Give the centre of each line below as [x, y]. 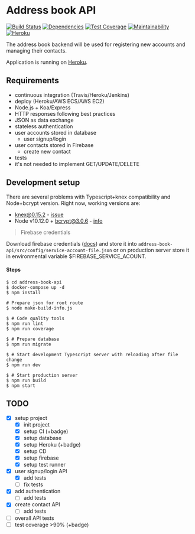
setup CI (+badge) [46, 431]
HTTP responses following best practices [65, 113]
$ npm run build [26, 380]
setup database [43, 438]
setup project [31, 418]
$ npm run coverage [30, 328]
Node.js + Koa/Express [43, 108]
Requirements [32, 81]
